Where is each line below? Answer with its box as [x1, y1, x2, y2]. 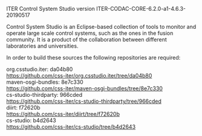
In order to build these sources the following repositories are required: [6, 54, 181, 61]
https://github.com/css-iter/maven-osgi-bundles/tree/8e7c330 [6, 85, 163, 92]
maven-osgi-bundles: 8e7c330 [6, 78, 83, 85]
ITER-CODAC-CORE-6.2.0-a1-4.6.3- [96, 5, 186, 12]
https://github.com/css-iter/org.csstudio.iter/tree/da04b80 [6, 72, 152, 79]
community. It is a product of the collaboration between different [6, 36, 168, 43]
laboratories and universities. [6, 42, 79, 49]
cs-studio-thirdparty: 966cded [6, 91, 83, 98]
